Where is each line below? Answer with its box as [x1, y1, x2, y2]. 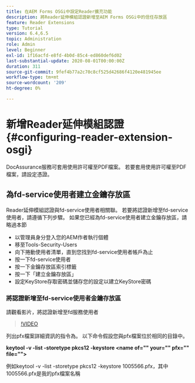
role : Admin [6, 42, 35, 48]
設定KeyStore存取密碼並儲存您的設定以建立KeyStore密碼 [14, 278, 152, 285]
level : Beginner [6, 47, 46, 53]
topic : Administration [6, 36, 62, 42]
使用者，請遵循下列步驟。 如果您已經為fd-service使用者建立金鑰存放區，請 [6, 213, 187, 221]
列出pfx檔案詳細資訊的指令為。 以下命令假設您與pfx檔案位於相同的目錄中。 [6, 332, 188, 339]
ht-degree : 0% [6, 85, 41, 91]
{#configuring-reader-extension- [6, 131, 173, 144]
